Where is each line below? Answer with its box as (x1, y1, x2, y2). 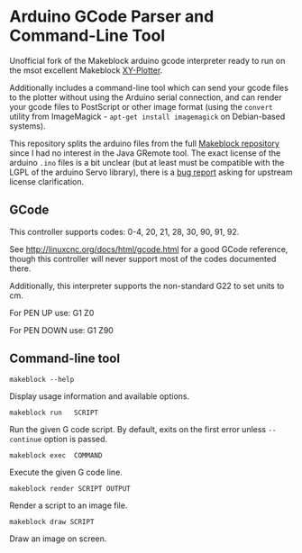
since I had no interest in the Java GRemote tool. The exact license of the (9, 147, 281, 159)
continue (9, 435, 42, 444)
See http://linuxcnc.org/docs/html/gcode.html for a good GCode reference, (9, 243, 288, 254)
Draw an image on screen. (9, 533, 107, 544)
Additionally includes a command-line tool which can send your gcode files (9, 82, 288, 93)
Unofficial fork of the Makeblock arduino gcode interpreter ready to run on (9, 55, 286, 66)
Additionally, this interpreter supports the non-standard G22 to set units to (9, 280, 285, 291)
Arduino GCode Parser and (9, 6, 215, 27)
